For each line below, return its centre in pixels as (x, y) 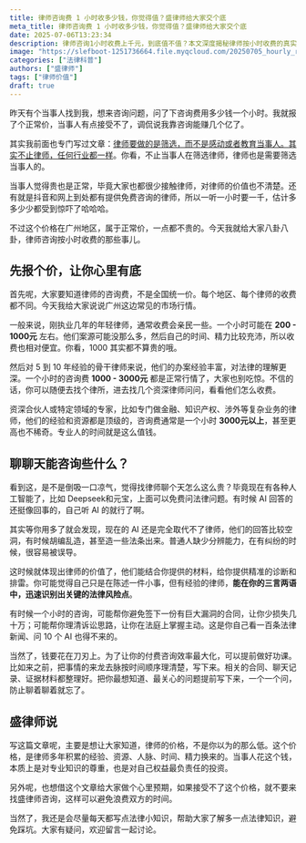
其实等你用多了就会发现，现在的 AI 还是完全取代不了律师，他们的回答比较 (147, 529)
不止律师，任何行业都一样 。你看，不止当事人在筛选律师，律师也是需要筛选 (157, 155)
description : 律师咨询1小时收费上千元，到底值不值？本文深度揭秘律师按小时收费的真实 (153, 43)
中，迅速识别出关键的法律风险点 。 (73, 594)
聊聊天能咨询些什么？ (69, 463)
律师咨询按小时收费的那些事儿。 (85, 239)
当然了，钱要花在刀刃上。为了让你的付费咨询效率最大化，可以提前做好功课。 (153, 656)
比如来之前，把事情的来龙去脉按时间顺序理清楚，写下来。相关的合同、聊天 (149, 667)
